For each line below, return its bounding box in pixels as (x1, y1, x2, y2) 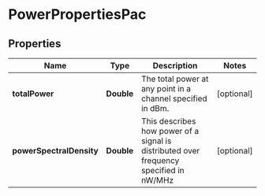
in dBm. (140, 103, 170, 113)
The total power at (140, 73, 209, 84)
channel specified (140, 93, 207, 104)
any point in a (140, 83, 192, 94)
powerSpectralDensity (12, 146, 99, 156)
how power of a (140, 126, 200, 136)
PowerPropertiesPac (8, 6, 147, 24)
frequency (140, 155, 180, 166)
